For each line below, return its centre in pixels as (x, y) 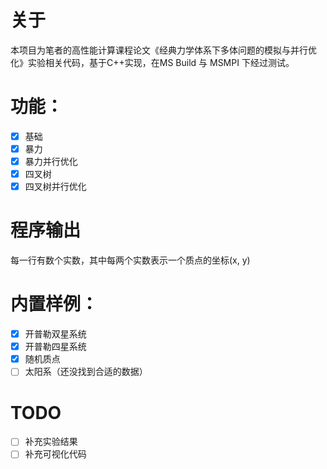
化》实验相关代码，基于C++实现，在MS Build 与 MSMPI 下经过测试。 (152, 62)
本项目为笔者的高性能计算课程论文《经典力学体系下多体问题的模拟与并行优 (163, 50)
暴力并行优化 (51, 161)
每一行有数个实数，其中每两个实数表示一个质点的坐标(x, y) (130, 260)
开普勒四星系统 (55, 347)
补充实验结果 (51, 442)
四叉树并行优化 (55, 187)
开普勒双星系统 (55, 334)
